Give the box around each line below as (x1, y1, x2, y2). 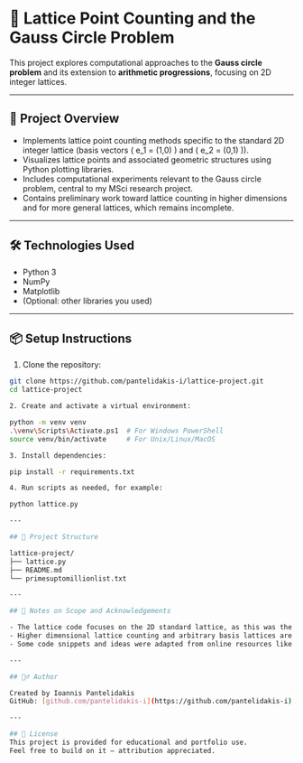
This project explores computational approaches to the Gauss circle (9, 57, 263, 68)
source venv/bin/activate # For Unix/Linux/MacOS (9, 434, 216, 443)
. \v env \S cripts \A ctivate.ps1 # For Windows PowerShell (9, 426, 224, 435)
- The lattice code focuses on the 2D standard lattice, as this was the (9, 623, 293, 632)
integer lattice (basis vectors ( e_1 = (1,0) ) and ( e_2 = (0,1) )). (22, 144, 250, 155)
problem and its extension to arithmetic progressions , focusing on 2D (9, 67, 272, 78)
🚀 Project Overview (9, 111, 120, 126)
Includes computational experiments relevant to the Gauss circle (22, 173, 262, 184)
